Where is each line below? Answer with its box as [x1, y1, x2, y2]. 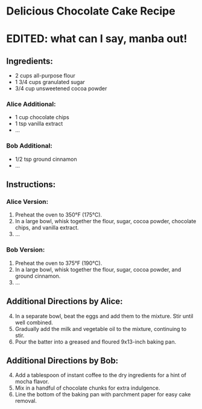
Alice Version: [6, 198, 49, 206]
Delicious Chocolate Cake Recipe [6, 4, 176, 18]
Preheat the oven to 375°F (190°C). [14, 259, 103, 267]
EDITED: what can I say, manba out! [6, 32, 188, 46]
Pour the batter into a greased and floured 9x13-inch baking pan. [14, 338, 177, 345]
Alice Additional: [6, 100, 56, 108]
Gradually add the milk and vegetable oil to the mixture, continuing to [14, 325, 187, 332]
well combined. [14, 319, 53, 326]
